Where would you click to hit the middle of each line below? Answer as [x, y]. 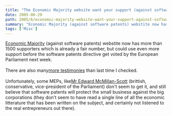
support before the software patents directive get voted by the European [82, 54]
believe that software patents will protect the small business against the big [85, 92]
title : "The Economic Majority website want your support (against [79, 10]
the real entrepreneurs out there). [40, 108]
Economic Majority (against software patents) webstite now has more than [84, 43]
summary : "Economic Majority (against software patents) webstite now [82, 24]
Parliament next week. [29, 60]
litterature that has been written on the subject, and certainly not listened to [85, 103]
